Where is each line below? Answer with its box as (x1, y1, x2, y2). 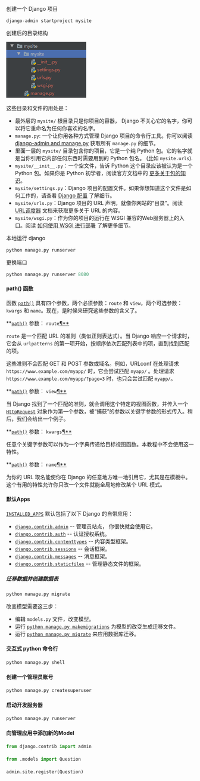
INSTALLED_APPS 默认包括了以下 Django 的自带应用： (6, 510, 133, 517)
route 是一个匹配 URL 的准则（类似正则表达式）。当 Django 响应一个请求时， (6, 332, 193, 339)
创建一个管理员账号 (6, 673, 54, 680)
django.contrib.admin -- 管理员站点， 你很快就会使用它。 (14, 523, 156, 530)
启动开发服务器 (6, 701, 43, 708)
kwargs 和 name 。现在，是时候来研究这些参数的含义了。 (6, 307, 140, 314)
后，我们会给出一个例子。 (6, 415, 69, 422)
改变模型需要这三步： (6, 602, 58, 610)
